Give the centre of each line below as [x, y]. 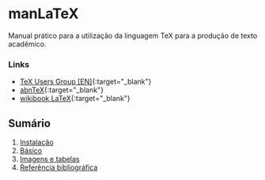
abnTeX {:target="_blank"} [62, 90]
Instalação [36, 142]
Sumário [30, 123]
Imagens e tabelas [50, 159]
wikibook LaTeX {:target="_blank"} [75, 99]
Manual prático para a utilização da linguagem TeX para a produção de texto [133, 36]
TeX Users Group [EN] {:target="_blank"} [85, 82]
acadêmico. [27, 43]
